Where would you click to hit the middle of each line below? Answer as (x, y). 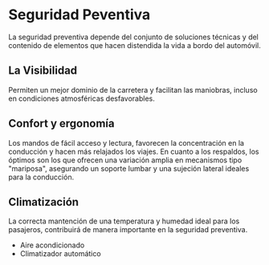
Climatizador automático (61, 254)
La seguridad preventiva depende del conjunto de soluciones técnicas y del (134, 37)
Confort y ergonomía (61, 124)
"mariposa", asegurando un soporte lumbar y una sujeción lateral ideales (129, 168)
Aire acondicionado (52, 245)
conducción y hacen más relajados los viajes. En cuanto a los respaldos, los (134, 151)
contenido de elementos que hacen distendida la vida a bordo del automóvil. (134, 45)
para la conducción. (41, 177)
